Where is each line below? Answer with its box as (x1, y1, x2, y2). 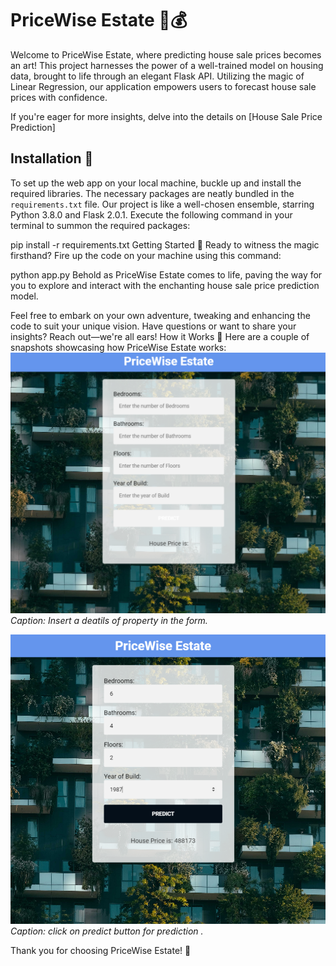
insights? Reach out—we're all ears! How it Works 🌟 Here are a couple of (10, 330, 310, 342)
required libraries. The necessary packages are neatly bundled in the (10, 187, 295, 199)
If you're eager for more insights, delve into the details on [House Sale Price (10, 110, 323, 122)
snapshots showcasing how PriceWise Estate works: (10, 341, 227, 353)
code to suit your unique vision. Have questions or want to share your (10, 320, 297, 332)
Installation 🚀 (10, 150, 94, 167)
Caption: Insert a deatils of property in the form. (10, 614, 208, 626)
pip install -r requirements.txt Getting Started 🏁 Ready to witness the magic (10, 238, 320, 251)
